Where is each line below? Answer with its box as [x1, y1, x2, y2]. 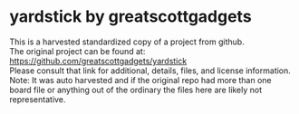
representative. [9, 93, 66, 105]
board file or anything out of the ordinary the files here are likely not [9, 84, 263, 95]
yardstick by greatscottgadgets [9, 6, 252, 27]
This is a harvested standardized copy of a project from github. [9, 36, 245, 47]
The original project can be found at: [9, 45, 146, 56]
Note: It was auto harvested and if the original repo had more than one [9, 74, 272, 85]
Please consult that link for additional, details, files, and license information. [9, 65, 292, 76]
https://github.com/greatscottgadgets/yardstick [9, 55, 188, 66]
